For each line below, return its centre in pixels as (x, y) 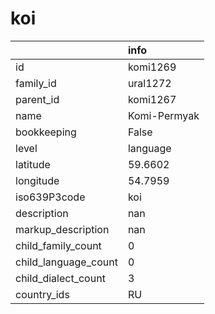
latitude (33, 164)
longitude (37, 180)
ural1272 (149, 83)
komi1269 (152, 67)
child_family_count (58, 245)
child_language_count (66, 262)
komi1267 (152, 99)
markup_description (62, 229)
